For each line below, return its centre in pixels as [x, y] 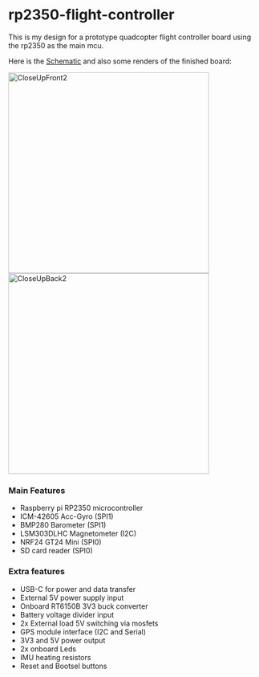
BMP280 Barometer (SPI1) [63, 525]
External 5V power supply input [72, 597]
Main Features [37, 490]
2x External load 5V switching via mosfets [89, 623]
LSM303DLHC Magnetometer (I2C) [78, 534]
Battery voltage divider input [67, 614]
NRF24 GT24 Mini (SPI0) [61, 542]
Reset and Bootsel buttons [63, 666]
